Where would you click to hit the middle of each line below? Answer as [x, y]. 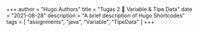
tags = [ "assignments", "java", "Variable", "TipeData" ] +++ [81, 22]
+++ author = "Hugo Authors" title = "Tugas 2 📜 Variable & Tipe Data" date [99, 9]
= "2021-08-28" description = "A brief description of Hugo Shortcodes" [96, 15]
